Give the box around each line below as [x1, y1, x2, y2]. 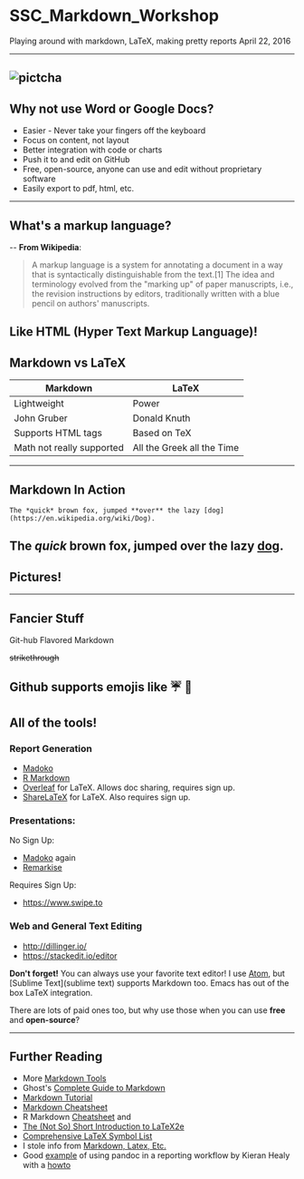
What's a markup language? [9, 218, 172, 233]
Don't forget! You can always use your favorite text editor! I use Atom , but [9, 968, 285, 979]
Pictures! [9, 569, 62, 585]
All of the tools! [9, 715, 98, 730]
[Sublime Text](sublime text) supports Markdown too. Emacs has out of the [9, 977, 290, 989]
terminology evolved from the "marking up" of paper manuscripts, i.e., [31, 278, 294, 289]
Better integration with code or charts [22, 144, 163, 155]
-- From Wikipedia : [9, 241, 82, 252]
